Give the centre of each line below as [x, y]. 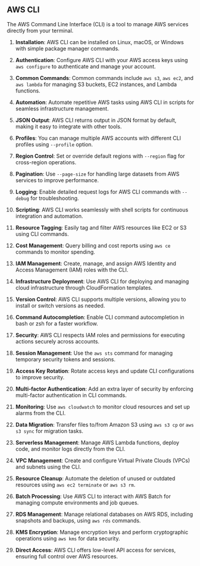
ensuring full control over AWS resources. [67, 556]
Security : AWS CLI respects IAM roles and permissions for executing [100, 335]
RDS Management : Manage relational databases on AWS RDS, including [104, 514]
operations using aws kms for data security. [68, 538]
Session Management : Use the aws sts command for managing [94, 353]
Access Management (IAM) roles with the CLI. [72, 270]
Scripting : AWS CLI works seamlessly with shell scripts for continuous [102, 210]
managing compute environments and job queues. [77, 502]
